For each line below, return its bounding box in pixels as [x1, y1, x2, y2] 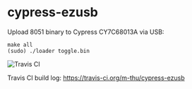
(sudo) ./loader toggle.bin [7, 47, 90, 54]
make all [7, 41, 33, 48]
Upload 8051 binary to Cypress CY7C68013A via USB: [7, 28, 164, 36]
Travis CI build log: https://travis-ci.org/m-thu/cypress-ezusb [7, 73, 185, 82]
